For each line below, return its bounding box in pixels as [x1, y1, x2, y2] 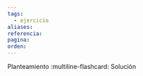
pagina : [7, 37, 30, 44]
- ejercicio [13, 17, 50, 24]
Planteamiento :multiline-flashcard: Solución [7, 63, 137, 70]
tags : [7, 10, 23, 18]
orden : [7, 43, 27, 50]
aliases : [7, 23, 33, 30]
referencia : [7, 30, 42, 37]
